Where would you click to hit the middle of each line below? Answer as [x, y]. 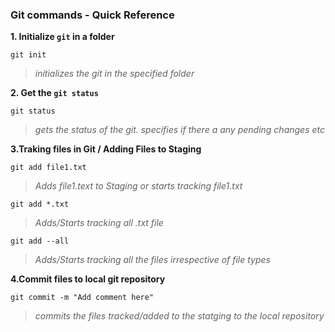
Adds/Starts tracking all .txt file [99, 223]
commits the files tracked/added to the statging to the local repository [179, 316]
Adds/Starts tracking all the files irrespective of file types [152, 260]
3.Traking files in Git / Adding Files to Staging [106, 149]
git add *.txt [40, 204]
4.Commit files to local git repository [88, 279]
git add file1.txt [48, 168]
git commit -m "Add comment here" [82, 298]
